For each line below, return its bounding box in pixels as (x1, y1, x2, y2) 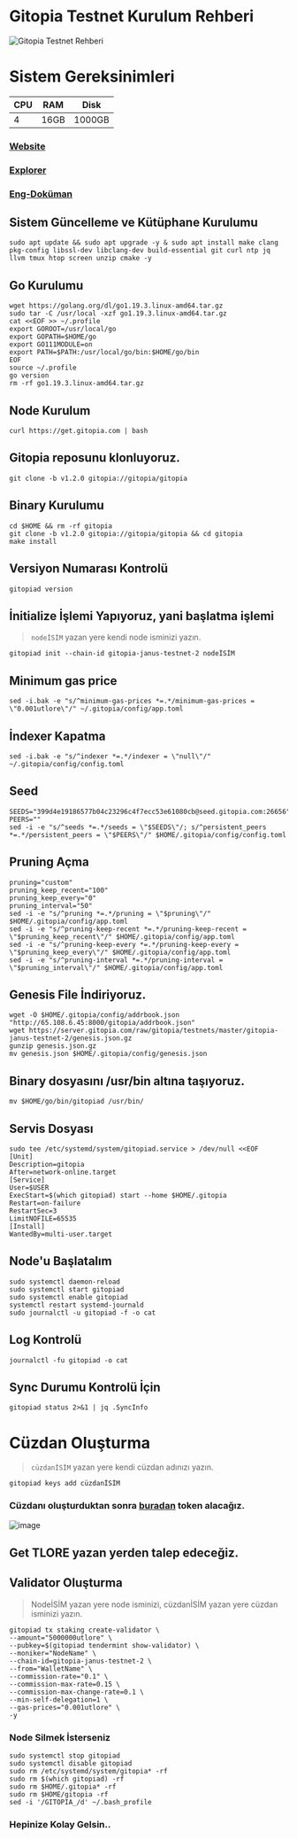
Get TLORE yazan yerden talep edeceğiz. (9, 1546, 239, 1561)
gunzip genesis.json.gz (9, 1042, 97, 1051)
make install (9, 537, 57, 546)
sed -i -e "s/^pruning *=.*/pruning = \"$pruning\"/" (9, 909, 212, 918)
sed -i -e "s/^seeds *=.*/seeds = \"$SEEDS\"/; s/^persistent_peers (9, 822, 267, 832)
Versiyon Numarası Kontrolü (9, 561, 169, 577)
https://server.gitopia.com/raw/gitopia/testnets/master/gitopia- (28, 1026, 278, 1036)
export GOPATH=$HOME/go (9, 332, 97, 342)
